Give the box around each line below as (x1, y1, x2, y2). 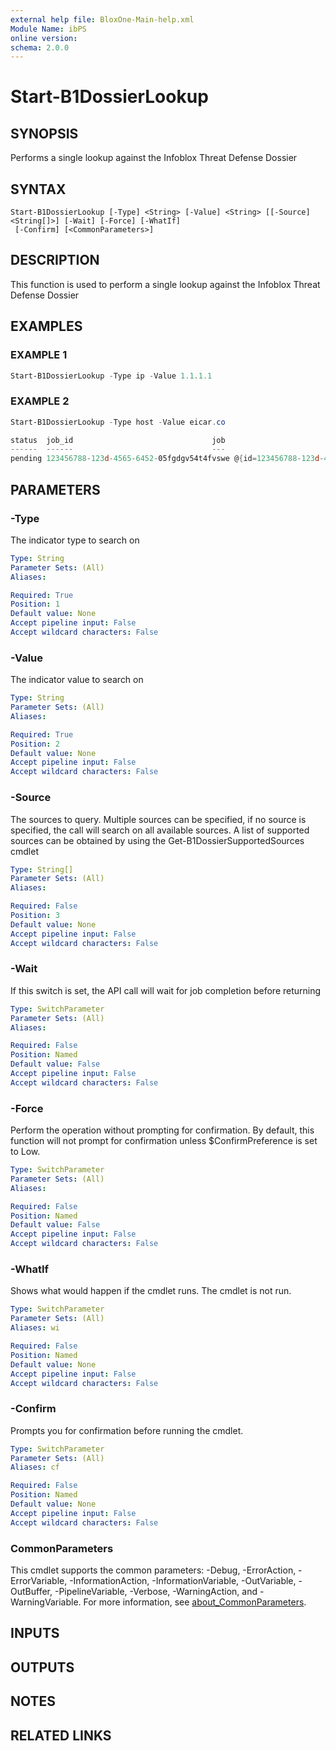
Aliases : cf (10, 1462, 60, 1473)
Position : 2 (10, 739, 60, 749)
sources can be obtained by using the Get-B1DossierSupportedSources (10, 834, 305, 846)
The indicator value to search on (10, 674, 144, 686)
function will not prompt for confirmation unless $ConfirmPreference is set (10, 1135, 318, 1147)
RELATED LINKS (10, 1727, 112, 1744)
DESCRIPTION (10, 252, 100, 269)
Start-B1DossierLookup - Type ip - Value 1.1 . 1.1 (10, 371, 213, 381)
